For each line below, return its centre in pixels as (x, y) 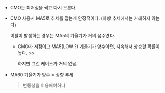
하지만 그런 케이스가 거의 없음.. (48, 64)
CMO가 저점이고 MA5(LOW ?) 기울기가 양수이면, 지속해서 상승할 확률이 (89, 46)
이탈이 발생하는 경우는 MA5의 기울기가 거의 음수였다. (63, 36)
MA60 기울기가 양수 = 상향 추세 (42, 75)
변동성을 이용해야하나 (44, 85)
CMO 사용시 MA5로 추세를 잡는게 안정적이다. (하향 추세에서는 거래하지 (80, 18)
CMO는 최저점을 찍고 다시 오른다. (43, 7)
